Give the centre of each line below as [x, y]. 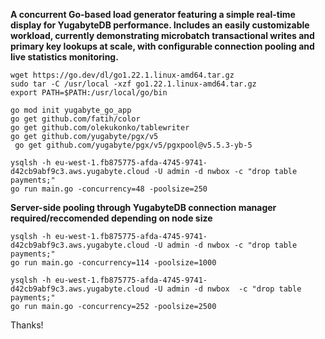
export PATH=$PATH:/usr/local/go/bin [89, 93]
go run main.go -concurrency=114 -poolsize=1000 [113, 263]
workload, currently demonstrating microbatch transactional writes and [162, 35]
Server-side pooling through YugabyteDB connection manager [143, 207]
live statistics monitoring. [64, 57]
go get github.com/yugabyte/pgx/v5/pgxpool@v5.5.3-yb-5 [133, 145]
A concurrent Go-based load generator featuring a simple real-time [153, 14]
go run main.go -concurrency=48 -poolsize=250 [109, 189]
